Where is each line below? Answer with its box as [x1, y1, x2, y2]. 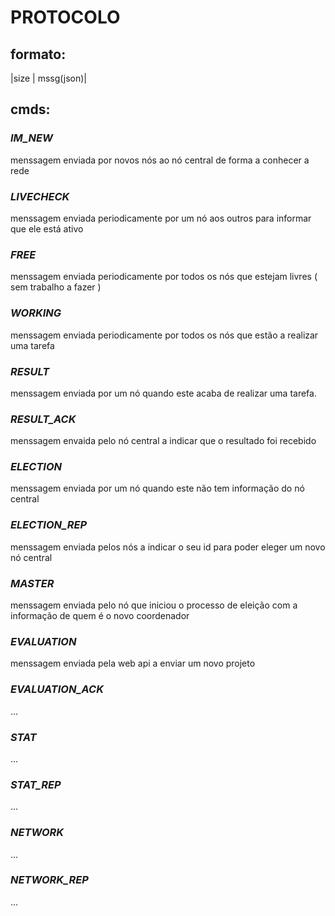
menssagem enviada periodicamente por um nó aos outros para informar [10, 212, 312, 224]
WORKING [10, 306, 62, 320]
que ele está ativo [10, 222, 84, 235]
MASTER [10, 576, 55, 590]
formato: [10, 46, 67, 63]
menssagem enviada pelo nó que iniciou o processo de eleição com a [10, 599, 298, 611]
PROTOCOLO [10, 6, 121, 29]
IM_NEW [10, 131, 53, 145]
